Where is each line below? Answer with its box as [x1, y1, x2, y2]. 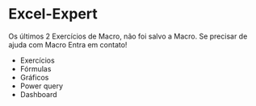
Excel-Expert [8, 5, 99, 23]
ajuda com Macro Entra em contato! [8, 39, 128, 49]
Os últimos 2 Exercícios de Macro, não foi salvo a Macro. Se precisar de [8, 31, 248, 41]
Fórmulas [19, 63, 52, 73]
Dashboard [19, 89, 58, 99]
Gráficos [19, 72, 49, 82]
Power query [19, 81, 63, 91]
